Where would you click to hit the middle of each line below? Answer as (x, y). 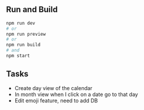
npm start (18, 56)
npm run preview (26, 34)
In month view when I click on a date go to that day (76, 94)
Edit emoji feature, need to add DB (56, 100)
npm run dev (21, 23)
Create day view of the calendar (53, 88)
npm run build (24, 45)
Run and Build (32, 10)
